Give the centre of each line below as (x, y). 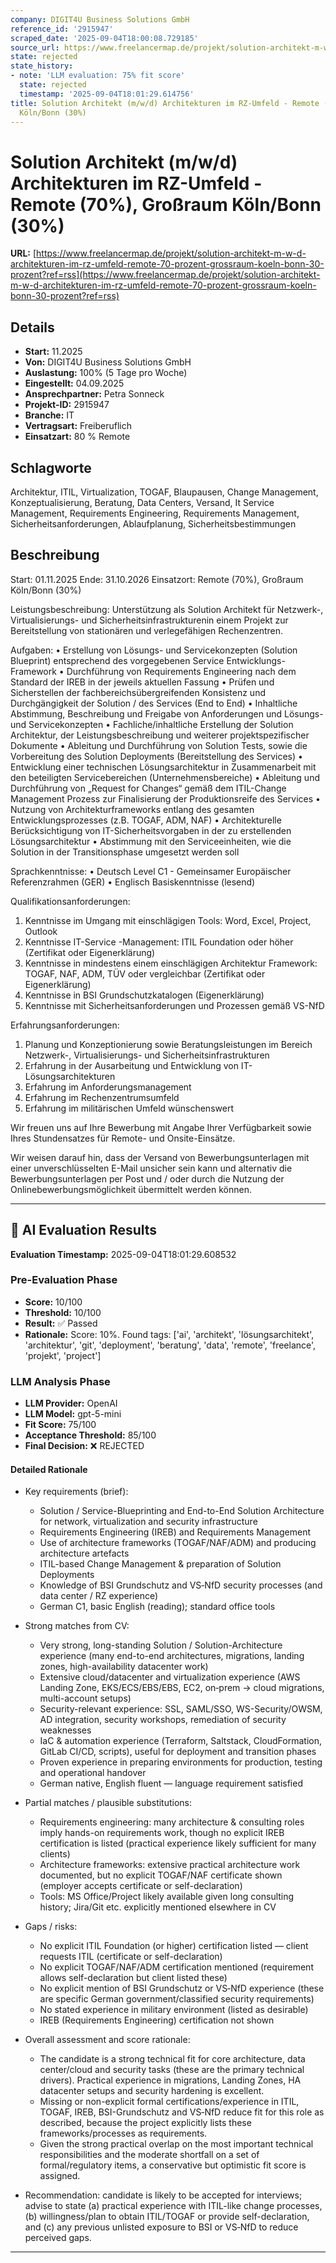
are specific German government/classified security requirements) (177, 1999)
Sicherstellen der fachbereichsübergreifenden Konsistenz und (138, 692)
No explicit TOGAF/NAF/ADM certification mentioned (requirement (176, 1967)
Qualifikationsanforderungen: (70, 901)
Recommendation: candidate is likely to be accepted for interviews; (163, 2195)
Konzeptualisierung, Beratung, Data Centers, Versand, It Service (142, 502)
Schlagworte (51, 467)
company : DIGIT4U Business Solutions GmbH (100, 19)
